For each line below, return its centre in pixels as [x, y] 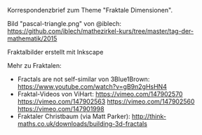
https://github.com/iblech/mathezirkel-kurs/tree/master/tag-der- [101, 31]
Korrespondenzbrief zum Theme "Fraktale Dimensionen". [90, 10]
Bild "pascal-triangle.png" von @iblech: [64, 23]
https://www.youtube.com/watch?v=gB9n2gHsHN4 [92, 86]
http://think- [149, 116]
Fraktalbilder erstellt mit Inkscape [55, 52]
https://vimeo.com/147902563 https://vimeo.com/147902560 [106, 101]
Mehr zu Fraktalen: [34, 65]
